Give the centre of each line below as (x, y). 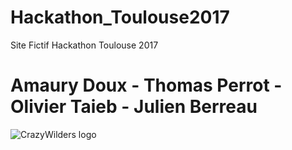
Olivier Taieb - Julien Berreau (134, 107)
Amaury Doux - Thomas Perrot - (146, 85)
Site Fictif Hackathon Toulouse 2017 (84, 45)
